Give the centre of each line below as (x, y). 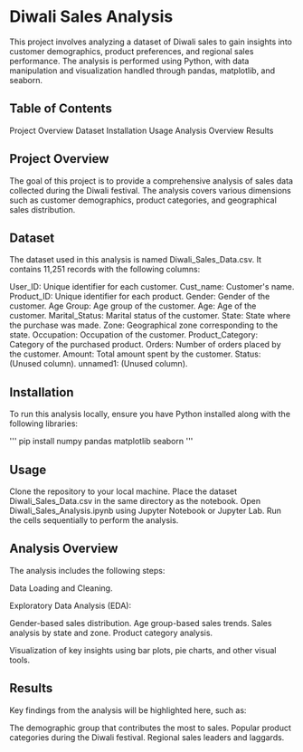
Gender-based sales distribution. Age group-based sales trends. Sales (141, 623)
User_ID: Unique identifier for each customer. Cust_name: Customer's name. (152, 287)
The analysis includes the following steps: (87, 570)
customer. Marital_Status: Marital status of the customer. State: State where (150, 316)
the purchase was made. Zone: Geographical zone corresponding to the (144, 325)
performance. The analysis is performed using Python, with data (129, 61)
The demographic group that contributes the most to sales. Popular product (151, 728)
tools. (20, 660)
